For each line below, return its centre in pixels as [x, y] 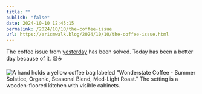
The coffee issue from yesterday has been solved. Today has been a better [100, 52]
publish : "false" [28, 18]
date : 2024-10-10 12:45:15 [40, 23]
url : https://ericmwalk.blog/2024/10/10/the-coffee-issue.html [88, 35]
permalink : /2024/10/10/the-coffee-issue [59, 29]
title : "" [19, 12]
